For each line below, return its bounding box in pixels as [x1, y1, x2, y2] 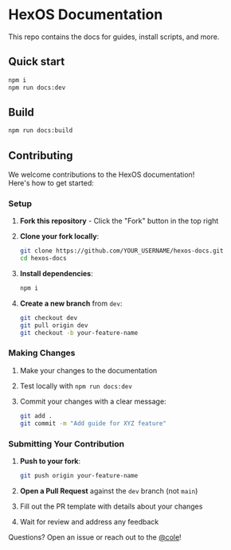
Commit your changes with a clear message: [19, 396, 166, 406]
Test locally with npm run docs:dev [19, 380, 133, 391]
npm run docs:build [8, 127, 73, 135]
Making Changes [8, 348, 76, 359]
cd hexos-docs [19, 255, 67, 263]
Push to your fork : [19, 456, 81, 466]
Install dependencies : [19, 269, 93, 279]
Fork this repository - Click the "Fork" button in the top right [19, 216, 219, 226]
